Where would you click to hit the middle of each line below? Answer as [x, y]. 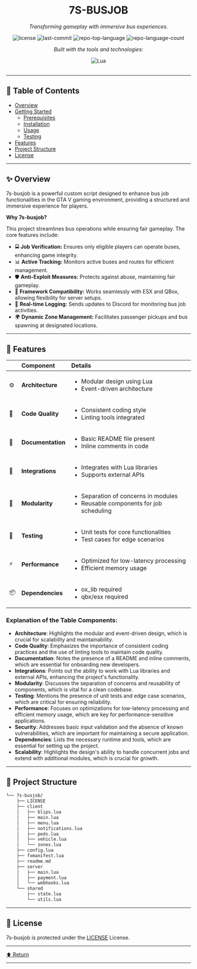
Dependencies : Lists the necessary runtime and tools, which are [93, 739]
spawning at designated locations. [56, 325]
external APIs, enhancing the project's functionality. [77, 677]
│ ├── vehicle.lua [42, 839]
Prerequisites [39, 118]
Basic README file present [118, 439]
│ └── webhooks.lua [43, 883]
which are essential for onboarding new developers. [77, 664]
